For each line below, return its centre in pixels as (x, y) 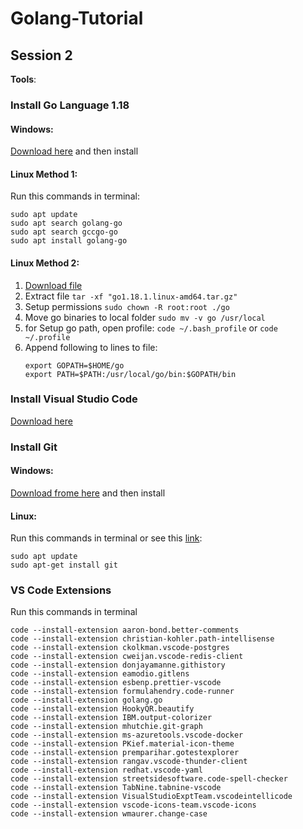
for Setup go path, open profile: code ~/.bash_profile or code (151, 328)
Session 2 (41, 55)
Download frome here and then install (88, 493)
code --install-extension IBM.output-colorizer (111, 718)
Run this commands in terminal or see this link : (106, 538)
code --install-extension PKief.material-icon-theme (122, 744)
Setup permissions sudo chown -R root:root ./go (127, 306)
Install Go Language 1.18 (70, 105)
